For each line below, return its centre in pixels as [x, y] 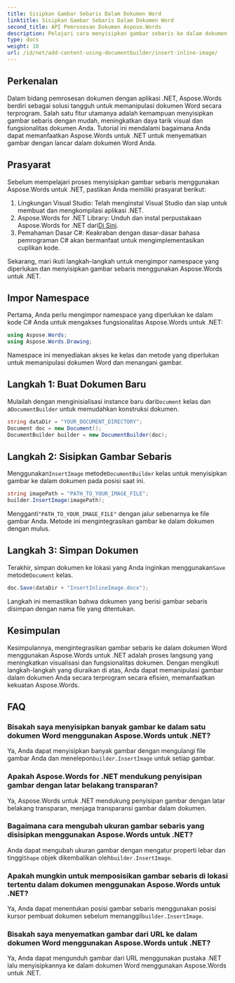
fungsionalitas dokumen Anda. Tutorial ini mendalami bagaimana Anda [109, 128]
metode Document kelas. [40, 575]
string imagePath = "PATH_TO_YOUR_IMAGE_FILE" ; [78, 494]
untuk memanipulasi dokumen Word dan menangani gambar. [95, 362]
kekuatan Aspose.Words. [43, 685]
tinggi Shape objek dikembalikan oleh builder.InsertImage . [90, 857]
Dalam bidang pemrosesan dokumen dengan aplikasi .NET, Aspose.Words [115, 98]
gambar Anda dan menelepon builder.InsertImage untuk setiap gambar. [111, 759]
